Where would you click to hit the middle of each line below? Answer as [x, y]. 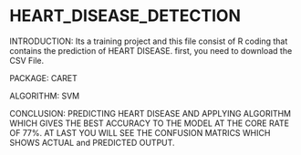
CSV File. [27, 60]
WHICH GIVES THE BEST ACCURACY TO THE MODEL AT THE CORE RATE [150, 123]
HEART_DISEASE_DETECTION [125, 16]
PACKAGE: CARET [43, 77]
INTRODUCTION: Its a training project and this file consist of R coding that [149, 41]
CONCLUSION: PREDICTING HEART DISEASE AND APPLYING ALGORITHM [150, 113]
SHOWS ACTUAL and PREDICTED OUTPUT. [92, 142]
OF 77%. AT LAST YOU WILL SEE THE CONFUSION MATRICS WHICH [140, 132]
